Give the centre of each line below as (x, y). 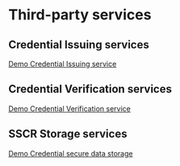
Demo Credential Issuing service (63, 64)
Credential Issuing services (79, 45)
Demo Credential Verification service (69, 108)
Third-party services (80, 15)
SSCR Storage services (68, 134)
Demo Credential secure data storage (71, 153)
